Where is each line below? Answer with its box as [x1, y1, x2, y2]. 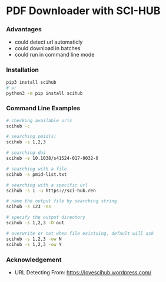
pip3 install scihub [6, 79, 57, 85]
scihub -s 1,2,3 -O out [6, 220, 65, 226]
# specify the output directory [6, 214, 85, 221]
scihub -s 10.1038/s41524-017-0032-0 [6, 155, 99, 162]
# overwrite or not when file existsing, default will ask [6, 230, 154, 237]
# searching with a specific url [6, 182, 88, 188]
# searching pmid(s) [6, 134, 57, 140]
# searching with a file [6, 166, 67, 172]
